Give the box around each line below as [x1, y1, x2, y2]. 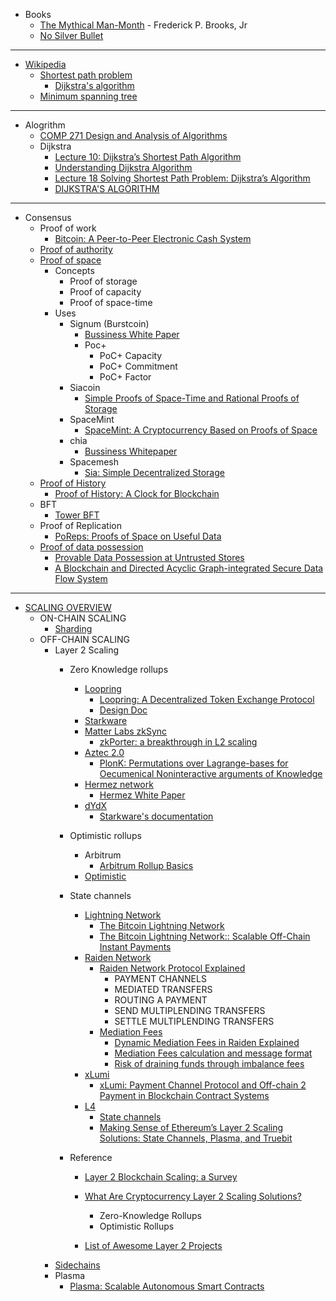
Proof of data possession [39, 541, 144, 553]
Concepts [54, 265, 95, 276]
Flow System [54, 573, 108, 584]
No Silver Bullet [39, 30, 104, 41]
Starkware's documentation [99, 810, 214, 822]
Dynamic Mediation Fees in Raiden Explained [114, 1037, 300, 1048]
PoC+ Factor [99, 371, 152, 383]
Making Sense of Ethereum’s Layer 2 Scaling [99, 1122, 284, 1133]
